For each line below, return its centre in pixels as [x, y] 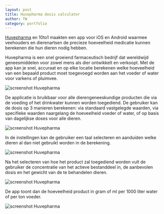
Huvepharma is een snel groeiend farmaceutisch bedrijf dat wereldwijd [77, 58]
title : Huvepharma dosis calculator [42, 14]
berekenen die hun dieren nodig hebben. [46, 48]
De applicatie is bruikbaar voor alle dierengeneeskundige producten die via [81, 98]
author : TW [16, 19]
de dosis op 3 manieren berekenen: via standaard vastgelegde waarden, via [82, 108]
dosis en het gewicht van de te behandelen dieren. [56, 173]
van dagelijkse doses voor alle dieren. [43, 118]
